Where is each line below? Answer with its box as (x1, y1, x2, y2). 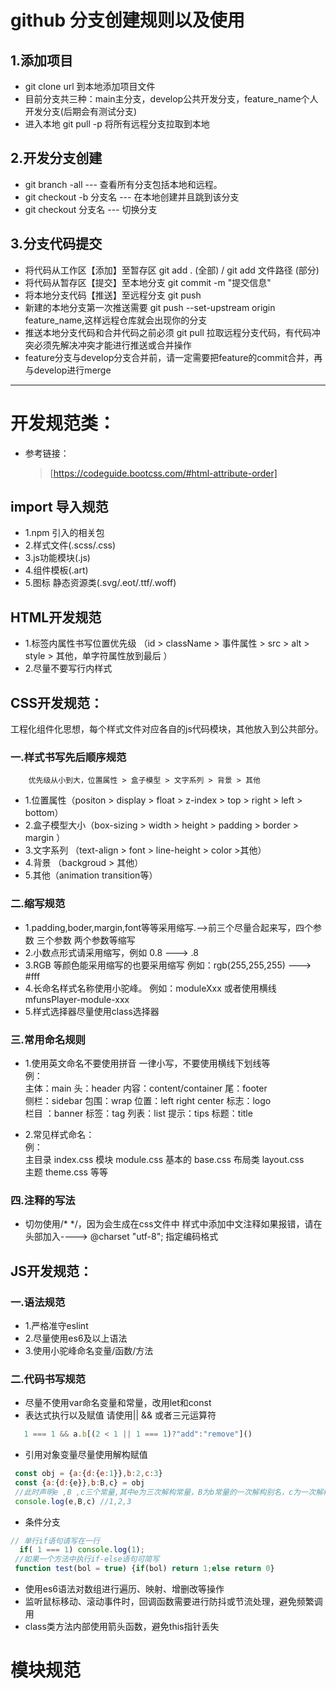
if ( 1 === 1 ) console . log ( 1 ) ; (19, 1545, 145, 1555)
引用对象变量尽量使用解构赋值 (24, 1449, 148, 1461)
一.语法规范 (10, 1295, 66, 1309)
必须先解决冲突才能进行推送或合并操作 (33, 339, 192, 351)
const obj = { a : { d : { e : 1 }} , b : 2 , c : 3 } (14, 1469, 163, 1479)
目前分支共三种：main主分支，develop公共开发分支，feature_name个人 (24, 93, 319, 105)
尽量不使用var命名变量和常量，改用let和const (24, 1397, 212, 1409)
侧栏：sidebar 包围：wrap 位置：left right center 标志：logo (24, 1094, 272, 1106)
